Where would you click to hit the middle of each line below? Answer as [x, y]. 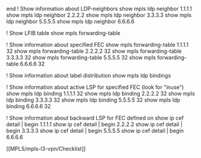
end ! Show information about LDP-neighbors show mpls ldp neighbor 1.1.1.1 [99, 9]
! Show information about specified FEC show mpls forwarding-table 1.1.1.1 [97, 45]
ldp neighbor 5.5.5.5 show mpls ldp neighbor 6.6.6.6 [70, 21]
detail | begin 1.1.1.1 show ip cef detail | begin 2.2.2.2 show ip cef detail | [94, 124]
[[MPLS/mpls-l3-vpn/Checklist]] [46, 149]
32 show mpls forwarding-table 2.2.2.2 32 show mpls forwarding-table [94, 51]
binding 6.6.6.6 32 [28, 106]
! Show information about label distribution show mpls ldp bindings [88, 75]
